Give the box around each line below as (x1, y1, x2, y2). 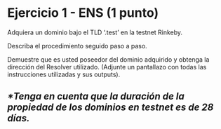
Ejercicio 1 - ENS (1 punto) (7, 5, 159, 21)
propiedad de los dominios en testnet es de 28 (7, 102, 214, 114)
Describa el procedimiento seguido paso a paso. (7, 41, 147, 50)
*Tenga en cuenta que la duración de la (7, 90, 185, 102)
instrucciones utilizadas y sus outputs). (7, 70, 121, 79)
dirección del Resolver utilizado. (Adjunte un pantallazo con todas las (7, 62, 207, 71)
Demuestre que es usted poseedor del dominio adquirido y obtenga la (7, 55, 210, 64)
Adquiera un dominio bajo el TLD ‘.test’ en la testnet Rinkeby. (7, 28, 183, 36)
